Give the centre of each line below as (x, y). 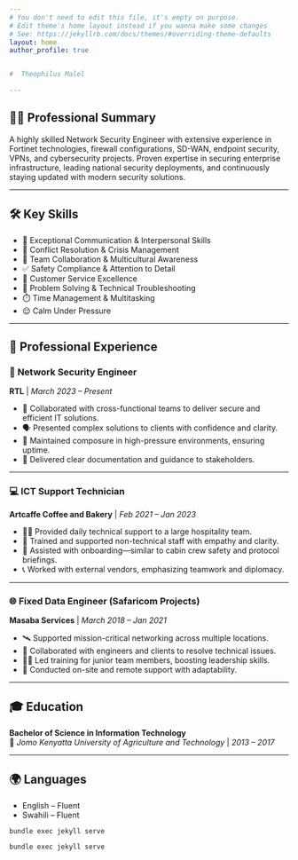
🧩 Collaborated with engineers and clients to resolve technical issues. (149, 651)
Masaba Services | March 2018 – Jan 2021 (88, 620)
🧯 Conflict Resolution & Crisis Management (101, 249)
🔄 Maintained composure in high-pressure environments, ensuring (143, 441)
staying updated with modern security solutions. (98, 177)
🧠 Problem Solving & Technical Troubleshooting (109, 288)
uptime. (36, 450)
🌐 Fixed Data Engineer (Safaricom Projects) (105, 601)
